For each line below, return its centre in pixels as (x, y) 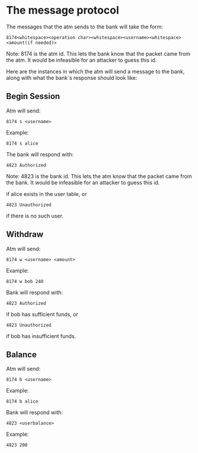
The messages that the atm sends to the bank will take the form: (84, 27)
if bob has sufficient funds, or (42, 314)
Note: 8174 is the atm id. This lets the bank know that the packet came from (98, 53)
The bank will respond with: (40, 154)
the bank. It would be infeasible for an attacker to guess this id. (83, 182)
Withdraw (25, 234)
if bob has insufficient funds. (41, 336)
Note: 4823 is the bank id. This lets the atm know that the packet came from (99, 176)
